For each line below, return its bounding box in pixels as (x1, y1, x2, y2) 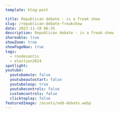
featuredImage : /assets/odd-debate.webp (5, 100, 92, 105)
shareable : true (5, 35, 39, 40)
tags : (5, 49, 17, 54)
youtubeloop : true (10, 82, 49, 87)
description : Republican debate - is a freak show (5, 31, 114, 36)
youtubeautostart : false (10, 77, 62, 82)
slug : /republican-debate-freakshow (5, 21, 82, 26)
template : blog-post (5, 7, 49, 13)
